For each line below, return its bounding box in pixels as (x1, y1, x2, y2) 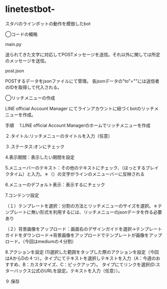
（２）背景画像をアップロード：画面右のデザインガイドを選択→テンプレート (5, 226, 162, 232)
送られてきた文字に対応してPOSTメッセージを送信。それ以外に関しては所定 (5, 51, 161, 57)
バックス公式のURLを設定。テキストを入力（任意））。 (13, 268, 123, 274)
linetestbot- (5, 3, 55, 15)
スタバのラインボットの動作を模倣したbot (5, 20, 91, 26)
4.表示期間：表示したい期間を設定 (5, 154, 75, 160)
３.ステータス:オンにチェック (5, 143, 65, 149)
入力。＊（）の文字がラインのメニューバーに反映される (31, 171, 145, 177)
